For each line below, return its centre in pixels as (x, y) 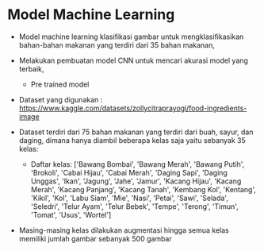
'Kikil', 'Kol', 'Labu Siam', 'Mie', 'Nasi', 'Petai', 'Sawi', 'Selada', (130, 198)
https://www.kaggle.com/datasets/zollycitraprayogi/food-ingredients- (133, 108)
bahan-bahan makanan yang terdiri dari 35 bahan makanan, (117, 44)
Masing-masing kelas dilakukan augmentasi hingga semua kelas (124, 230)
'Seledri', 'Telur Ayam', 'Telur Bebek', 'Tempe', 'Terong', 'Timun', (134, 206)
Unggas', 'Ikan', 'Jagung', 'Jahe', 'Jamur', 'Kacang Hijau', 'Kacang (136, 181)
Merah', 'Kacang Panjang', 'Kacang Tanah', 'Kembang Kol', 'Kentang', (143, 189)
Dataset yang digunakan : (61, 99)
